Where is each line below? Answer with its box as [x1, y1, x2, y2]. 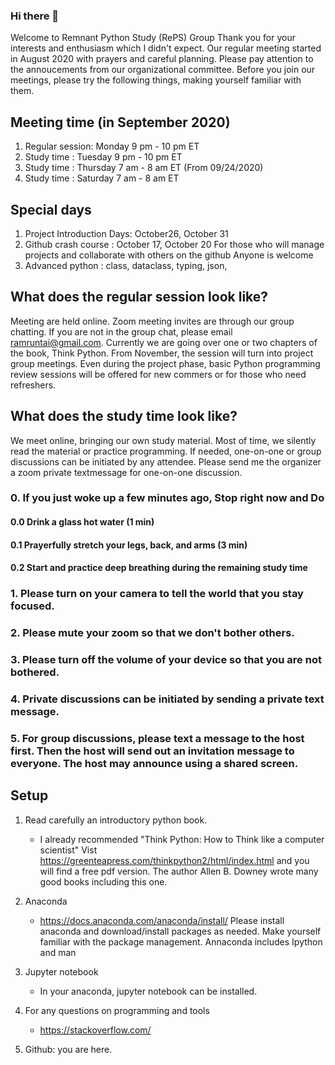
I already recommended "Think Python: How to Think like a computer [39, 833, 325, 845]
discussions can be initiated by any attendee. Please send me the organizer [10, 455, 322, 468]
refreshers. [10, 379, 57, 391]
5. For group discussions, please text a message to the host [10, 731, 305, 745]
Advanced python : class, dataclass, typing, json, [24, 259, 228, 271]
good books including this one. [39, 875, 168, 888]
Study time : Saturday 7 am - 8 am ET [24, 172, 180, 184]
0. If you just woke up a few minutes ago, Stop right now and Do [10, 491, 325, 505]
